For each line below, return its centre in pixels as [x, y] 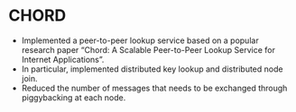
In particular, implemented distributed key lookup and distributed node [152, 69]
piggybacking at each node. [74, 97]
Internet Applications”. [63, 59]
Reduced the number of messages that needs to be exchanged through [154, 88]
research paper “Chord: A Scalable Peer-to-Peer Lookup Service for [148, 49]
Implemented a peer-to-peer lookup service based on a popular [140, 40]
